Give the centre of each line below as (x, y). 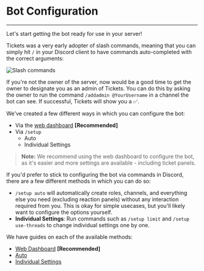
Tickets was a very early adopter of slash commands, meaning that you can (101, 45)
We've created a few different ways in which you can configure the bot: (96, 113)
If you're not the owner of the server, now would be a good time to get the (99, 82)
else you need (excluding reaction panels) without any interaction (97, 199)
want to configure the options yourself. (63, 212)
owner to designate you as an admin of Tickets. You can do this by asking (98, 88)
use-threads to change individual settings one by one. (82, 225)
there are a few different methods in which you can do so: (79, 181)
